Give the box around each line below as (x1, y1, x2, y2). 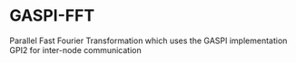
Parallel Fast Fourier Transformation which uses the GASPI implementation (9, 35, 288, 46)
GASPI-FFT (9, 5, 95, 26)
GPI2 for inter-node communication (9, 44, 143, 55)
